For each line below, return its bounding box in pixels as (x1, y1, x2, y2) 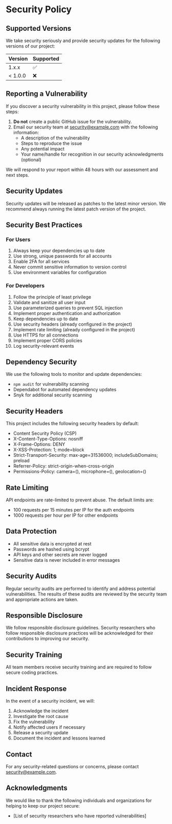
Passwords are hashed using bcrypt (13, 546, 90, 552)
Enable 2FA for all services (13, 259, 70, 265)
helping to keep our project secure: (6, 802, 80, 809)
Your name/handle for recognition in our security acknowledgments (20, 151, 164, 157)
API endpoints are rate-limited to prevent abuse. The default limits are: (6, 497, 154, 503)
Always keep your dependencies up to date (13, 247, 105, 254)
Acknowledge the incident (13, 708, 69, 714)
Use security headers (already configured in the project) (13, 321, 133, 327)
